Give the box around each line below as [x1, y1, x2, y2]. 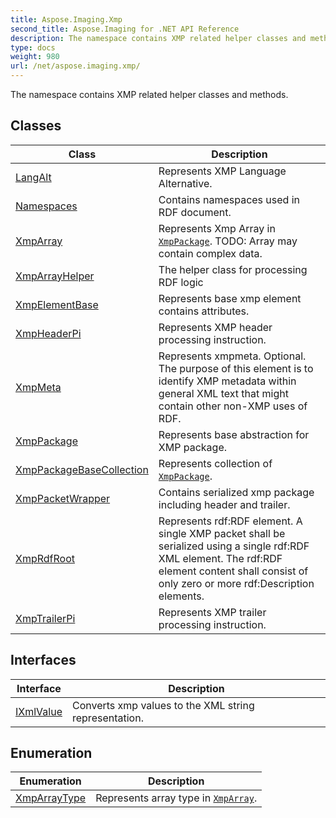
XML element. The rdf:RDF [158, 551, 283, 565]
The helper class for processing [158, 262, 308, 276]
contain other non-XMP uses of [158, 399, 308, 413]
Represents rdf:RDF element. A [158, 514, 303, 528]
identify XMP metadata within [158, 374, 297, 388]
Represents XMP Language [158, 164, 287, 178]
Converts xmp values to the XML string [71, 698, 255, 712]
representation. [71, 711, 144, 725]
